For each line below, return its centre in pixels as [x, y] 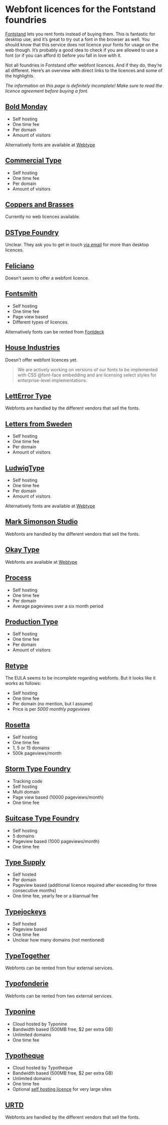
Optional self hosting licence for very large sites [62, 1089]
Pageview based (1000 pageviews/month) [56, 841]
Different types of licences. [40, 322]
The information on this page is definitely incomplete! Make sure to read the [84, 85]
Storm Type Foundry [38, 769]
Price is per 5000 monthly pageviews [51, 709]
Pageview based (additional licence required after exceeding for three [85, 885]
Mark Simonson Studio [42, 522]
